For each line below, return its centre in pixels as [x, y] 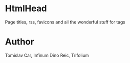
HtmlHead [26, 9]
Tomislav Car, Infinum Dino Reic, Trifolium [47, 55]
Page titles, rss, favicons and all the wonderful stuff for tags [65, 22]
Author [20, 42]
